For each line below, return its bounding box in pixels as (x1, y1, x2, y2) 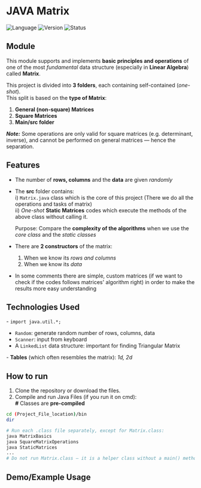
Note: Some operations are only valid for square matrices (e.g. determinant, (6, 130, 193, 137)
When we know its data (23, 260, 83, 267)
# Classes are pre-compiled (14, 399, 85, 407)
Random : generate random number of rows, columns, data (14, 330, 156, 337)
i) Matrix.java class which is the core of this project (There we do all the (14, 194, 194, 201)
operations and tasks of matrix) (14, 200, 93, 208)
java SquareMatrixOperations (6, 438, 79, 445)
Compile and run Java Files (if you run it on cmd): (14, 394, 137, 401)
